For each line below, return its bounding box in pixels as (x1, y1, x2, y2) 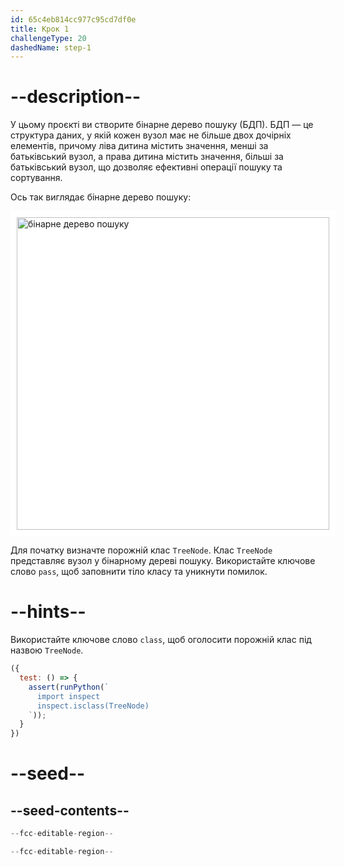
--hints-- (10, 601, 87, 623)
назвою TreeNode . (10, 644, 84, 656)
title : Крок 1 (10, 24, 70, 34)
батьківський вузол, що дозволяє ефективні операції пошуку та (10, 161, 283, 173)
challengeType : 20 (10, 33, 87, 43)
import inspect (36, 691, 101, 701)
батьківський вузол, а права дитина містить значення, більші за (10, 151, 284, 163)
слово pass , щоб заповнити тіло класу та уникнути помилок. (10, 566, 268, 578)
